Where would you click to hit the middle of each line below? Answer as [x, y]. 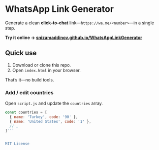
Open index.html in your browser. [47, 70]
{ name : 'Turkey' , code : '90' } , [44, 117]
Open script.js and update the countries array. [54, 103]
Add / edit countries [30, 92]
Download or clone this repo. [42, 65]
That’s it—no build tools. [30, 79]
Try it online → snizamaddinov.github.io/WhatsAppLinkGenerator [74, 37]
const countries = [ [26, 112]
